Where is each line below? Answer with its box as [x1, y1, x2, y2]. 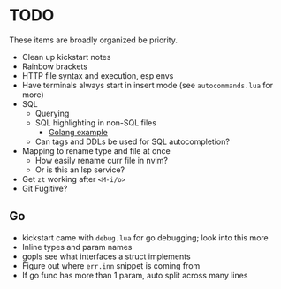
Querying [34, 108, 70, 118]
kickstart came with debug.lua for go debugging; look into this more [21, 232, 269, 243]
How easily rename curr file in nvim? [34, 155, 168, 165]
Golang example [48, 126, 109, 137]
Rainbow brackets [21, 61, 88, 72]
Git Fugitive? [21, 183, 68, 194]
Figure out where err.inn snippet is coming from [21, 260, 201, 270]
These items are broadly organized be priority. [9, 34, 178, 45]
